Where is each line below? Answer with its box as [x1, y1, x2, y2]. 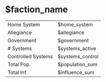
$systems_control [57, 53, 99, 60]
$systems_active [57, 45, 97, 52]
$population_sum [57, 61, 98, 68]
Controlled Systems [7, 53, 53, 60]
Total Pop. [7, 61, 31, 68]
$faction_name [5, 4, 68, 15]
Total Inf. [7, 69, 28, 76]
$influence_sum [57, 69, 95, 76]
